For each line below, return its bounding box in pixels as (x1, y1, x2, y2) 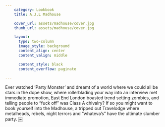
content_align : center (18, 48, 65, 53)
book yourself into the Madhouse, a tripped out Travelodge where (5, 105, 140, 112)
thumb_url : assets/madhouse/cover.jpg (14, 25, 94, 30)
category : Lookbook (14, 7, 55, 12)
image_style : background (18, 44, 70, 49)
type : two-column (18, 39, 55, 44)
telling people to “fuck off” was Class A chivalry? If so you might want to (5, 100, 153, 106)
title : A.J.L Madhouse (14, 12, 61, 17)
